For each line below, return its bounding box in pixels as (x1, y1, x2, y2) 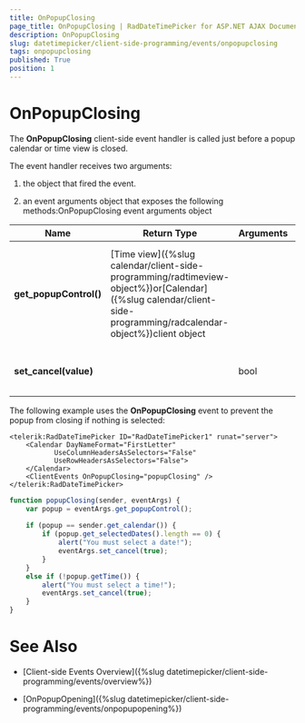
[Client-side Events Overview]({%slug (22, 667, 165, 677)
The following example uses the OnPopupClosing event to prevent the (9, 405, 274, 416)
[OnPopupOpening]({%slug (22, 694, 126, 704)
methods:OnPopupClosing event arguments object (22, 205, 212, 216)
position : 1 (9, 64, 54, 74)
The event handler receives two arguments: (9, 160, 172, 171)
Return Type (142, 226, 198, 239)
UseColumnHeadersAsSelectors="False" (54, 448, 197, 457)
